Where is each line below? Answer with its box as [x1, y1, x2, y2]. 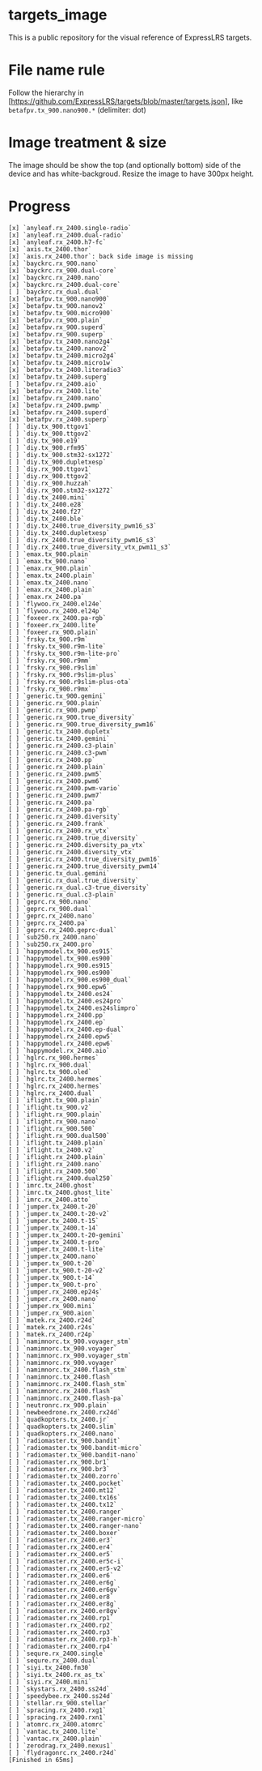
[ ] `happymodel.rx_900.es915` [8, 961, 114, 969]
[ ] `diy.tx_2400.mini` [8, 493, 89, 502]
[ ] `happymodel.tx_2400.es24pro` [8, 997, 125, 1005]
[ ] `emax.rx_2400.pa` [8, 592, 85, 601]
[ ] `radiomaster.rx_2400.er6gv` [8, 1585, 121, 1593]
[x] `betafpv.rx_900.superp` [8, 330, 107, 338]
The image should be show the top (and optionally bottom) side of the [8, 160, 241, 169]
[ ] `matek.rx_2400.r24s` [8, 1323, 95, 1331]
